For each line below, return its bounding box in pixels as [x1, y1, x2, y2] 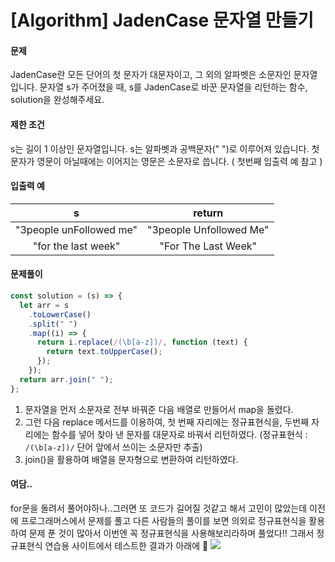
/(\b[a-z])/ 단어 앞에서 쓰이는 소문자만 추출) [24, 441, 203, 453]
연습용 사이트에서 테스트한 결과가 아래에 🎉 [44, 539, 209, 551]
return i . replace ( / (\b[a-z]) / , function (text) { [36, 337, 248, 348]
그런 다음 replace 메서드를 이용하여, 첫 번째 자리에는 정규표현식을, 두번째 [24, 416, 310, 428]
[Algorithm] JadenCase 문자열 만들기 [10, 9, 315, 32]
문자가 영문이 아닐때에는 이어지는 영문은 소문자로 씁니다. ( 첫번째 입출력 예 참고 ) [10, 155, 323, 167]
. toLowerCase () [28, 309, 92, 320]
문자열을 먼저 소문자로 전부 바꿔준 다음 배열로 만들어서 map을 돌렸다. [24, 403, 294, 415]
